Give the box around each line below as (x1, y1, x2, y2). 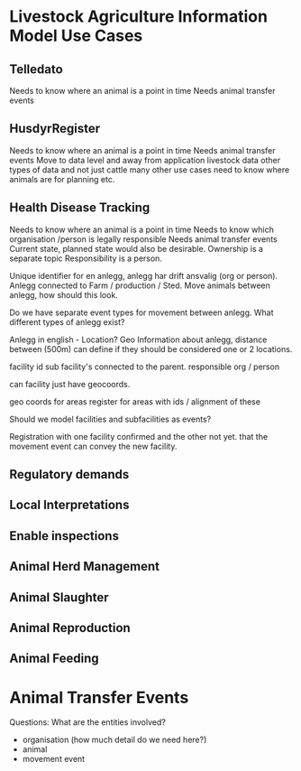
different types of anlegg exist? (9, 316, 125, 327)
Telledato (9, 61, 63, 77)
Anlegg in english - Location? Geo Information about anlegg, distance (9, 334, 268, 345)
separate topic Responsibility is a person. (9, 253, 162, 264)
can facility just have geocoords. (9, 378, 131, 389)
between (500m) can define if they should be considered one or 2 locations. (9, 343, 293, 354)
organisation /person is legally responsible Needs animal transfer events (9, 233, 278, 245)
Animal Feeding (9, 651, 99, 666)
